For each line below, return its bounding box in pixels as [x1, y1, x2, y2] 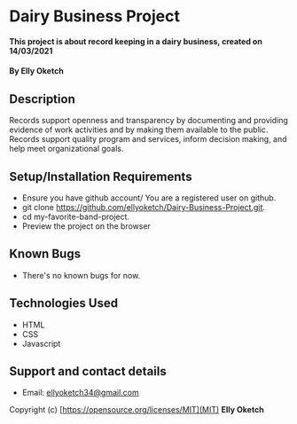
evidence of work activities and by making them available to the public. [9, 124, 269, 135]
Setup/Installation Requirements [9, 169, 192, 184]
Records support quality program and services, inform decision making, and [9, 134, 287, 145]
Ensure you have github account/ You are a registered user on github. [21, 192, 277, 203]
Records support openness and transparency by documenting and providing [9, 115, 288, 126]
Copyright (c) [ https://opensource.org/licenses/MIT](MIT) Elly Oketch [9, 404, 264, 415]
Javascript [21, 338, 61, 349]
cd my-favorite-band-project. [21, 211, 130, 222]
